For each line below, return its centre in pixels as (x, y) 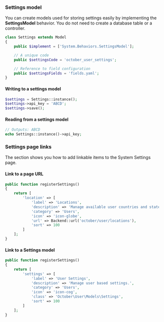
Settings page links (28, 147)
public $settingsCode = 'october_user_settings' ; (65, 60)
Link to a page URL (24, 174)
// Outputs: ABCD (23, 130)
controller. (15, 28)
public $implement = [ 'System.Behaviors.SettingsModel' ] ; (74, 46)
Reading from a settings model (37, 119)
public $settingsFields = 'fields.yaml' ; (56, 73)
